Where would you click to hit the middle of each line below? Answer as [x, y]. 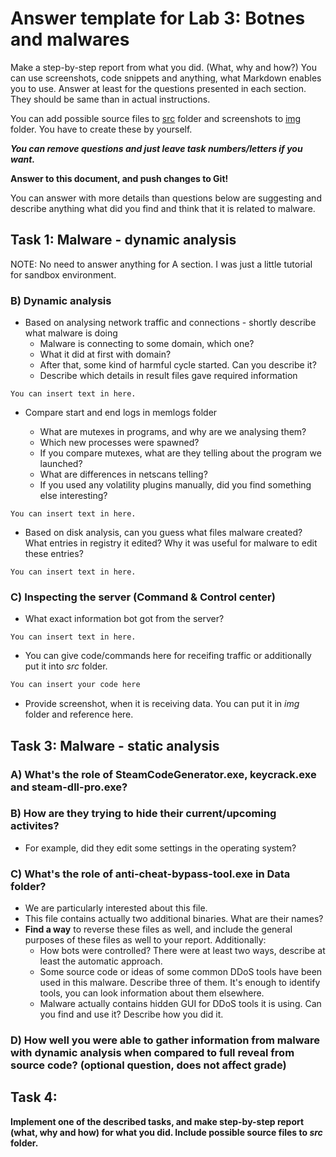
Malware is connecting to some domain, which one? [147, 344]
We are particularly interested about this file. [116, 908]
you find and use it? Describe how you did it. [131, 1014]
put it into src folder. [66, 666]
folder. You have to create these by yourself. [101, 129]
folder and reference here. [79, 714]
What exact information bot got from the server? [124, 619]
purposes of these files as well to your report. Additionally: [145, 940]
